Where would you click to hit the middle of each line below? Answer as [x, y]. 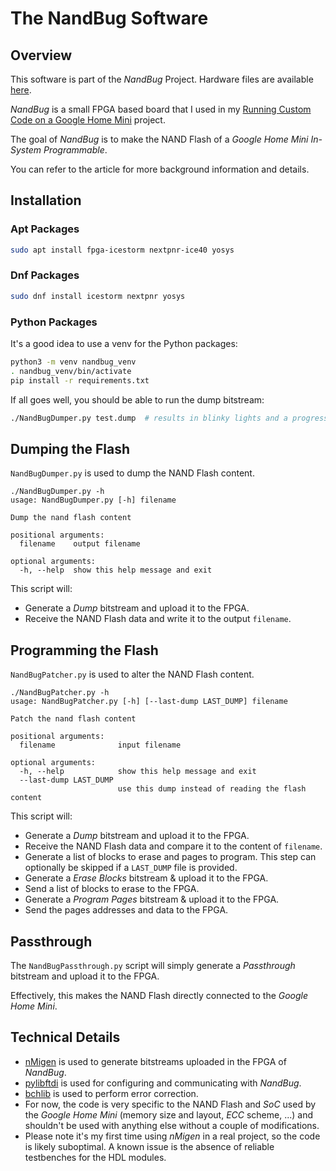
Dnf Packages [45, 275]
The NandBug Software [109, 18]
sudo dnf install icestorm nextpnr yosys [98, 296]
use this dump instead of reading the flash [212, 789]
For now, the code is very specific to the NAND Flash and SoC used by [170, 1104]
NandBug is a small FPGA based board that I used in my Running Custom [161, 109]
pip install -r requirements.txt [80, 380]
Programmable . [75, 150]
